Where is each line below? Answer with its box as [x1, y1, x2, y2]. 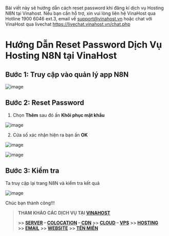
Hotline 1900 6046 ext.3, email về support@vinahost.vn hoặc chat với [5, 16, 153, 21]
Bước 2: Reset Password [5, 99, 84, 107]
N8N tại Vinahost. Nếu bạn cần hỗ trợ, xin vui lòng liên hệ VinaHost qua [5, 10, 156, 16]
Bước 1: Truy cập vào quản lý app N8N [5, 70, 129, 79]
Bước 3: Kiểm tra [5, 167, 60, 175]
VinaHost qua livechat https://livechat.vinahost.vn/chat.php [5, 21, 131, 27]
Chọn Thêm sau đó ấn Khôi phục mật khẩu [12, 112, 105, 118]
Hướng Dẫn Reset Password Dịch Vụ [5, 39, 162, 51]
